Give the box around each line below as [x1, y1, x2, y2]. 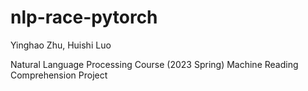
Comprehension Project [10, 69, 108, 81]
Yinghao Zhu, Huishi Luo [10, 39, 112, 51]
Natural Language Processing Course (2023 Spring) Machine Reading [10, 58, 299, 70]
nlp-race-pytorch [10, 6, 158, 29]
